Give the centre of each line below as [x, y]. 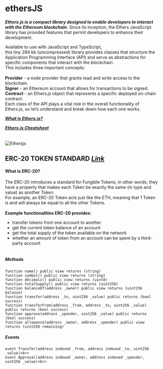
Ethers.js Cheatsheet [27, 128]
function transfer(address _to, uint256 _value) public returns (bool [78, 297]
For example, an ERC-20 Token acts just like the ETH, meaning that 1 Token [80, 197]
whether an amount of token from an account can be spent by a [76, 238]
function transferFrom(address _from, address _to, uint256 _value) [76, 305]
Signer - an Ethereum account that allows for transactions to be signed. [77, 88]
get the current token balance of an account [56, 227]
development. [19, 37]
